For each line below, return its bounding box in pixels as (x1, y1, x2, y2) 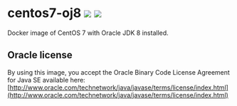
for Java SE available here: (7, 75, 85, 84)
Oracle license (7, 49, 73, 61)
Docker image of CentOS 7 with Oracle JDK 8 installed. (7, 28, 169, 37)
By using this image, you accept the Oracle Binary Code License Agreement (7, 68, 230, 76)
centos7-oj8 (7, 5, 82, 21)
